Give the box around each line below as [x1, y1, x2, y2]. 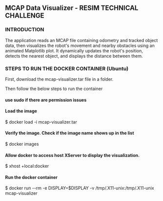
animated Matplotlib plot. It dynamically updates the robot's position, [5, 47, 143, 53]
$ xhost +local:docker [5, 163, 49, 169]
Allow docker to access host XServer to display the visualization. [5, 152, 140, 158]
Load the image [5, 108, 38, 114]
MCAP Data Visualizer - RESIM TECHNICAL [5, 4, 139, 12]
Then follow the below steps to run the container [5, 86, 103, 91]
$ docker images [5, 141, 39, 147]
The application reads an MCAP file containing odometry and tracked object [5, 37, 158, 43]
